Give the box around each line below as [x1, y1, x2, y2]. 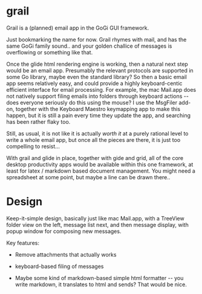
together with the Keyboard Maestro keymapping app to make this [15, 105, 180, 112]
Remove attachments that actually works [15, 251, 117, 258]
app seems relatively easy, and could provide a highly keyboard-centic [6, 80, 183, 87]
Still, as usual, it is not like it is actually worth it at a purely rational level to [6, 130, 189, 137]
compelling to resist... [6, 142, 60, 150]
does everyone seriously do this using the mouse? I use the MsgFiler [6, 98, 178, 106]
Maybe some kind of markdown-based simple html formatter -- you [15, 274, 184, 281]
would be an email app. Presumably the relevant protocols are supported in [6, 66, 194, 74]
